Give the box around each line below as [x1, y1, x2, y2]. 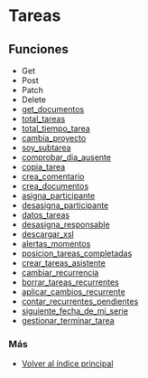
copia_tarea [21, 162, 66, 172]
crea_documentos [21, 181, 89, 191]
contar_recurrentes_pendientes [21, 296, 139, 307]
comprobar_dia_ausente [21, 152, 112, 163]
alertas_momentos [21, 239, 91, 249]
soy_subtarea [21, 142, 71, 153]
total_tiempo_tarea [21, 123, 91, 134]
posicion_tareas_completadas [21, 248, 133, 259]
